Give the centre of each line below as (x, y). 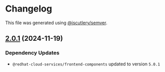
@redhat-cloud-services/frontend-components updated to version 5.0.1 (86, 64)
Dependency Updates (32, 53)
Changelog (29, 9)
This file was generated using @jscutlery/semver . (56, 23)
